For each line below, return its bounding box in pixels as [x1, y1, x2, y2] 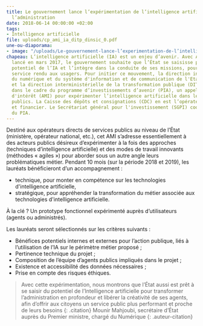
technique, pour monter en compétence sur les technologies [14, 176, 166, 184]
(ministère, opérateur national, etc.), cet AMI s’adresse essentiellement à [6, 133, 187, 140]
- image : [6, 48, 28, 54]
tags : [6, 25, 20, 32]
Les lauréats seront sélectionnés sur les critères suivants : [6, 226, 151, 233]
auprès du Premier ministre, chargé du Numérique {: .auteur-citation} [21, 313, 193, 321]
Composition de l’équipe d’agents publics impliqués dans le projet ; [14, 257, 182, 264]
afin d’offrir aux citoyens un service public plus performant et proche [21, 300, 193, 308]
